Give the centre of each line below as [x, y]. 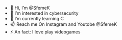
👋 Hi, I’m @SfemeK [30, 8]
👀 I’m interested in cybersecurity [44, 13]
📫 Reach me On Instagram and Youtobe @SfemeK [64, 24]
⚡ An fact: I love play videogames [45, 32]
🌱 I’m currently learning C [37, 18]
